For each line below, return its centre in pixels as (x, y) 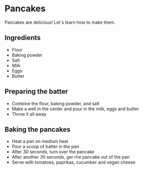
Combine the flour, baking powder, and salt (55, 103)
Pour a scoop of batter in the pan (45, 147)
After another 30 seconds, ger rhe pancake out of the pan (71, 157)
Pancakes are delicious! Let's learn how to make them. (60, 22)
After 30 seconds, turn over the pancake (53, 152)
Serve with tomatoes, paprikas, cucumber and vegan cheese (73, 162)
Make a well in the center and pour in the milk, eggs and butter (75, 109)
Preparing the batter (36, 92)
